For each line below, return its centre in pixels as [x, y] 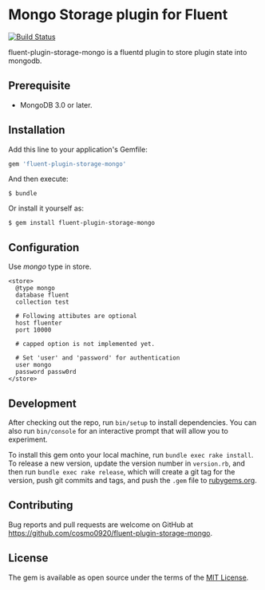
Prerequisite [40, 86]
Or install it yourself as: [46, 208]
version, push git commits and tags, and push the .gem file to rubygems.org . [133, 481]
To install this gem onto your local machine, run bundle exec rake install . [131, 455]
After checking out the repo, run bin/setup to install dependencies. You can [132, 423]
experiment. [28, 439]
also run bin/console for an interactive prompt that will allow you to [119, 431]
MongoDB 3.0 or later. [56, 104]
